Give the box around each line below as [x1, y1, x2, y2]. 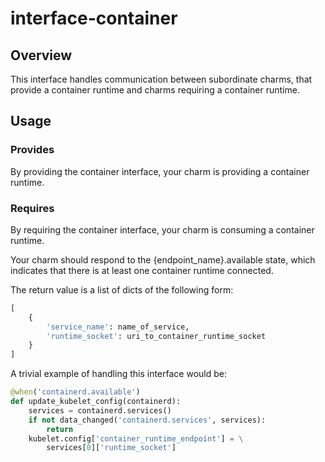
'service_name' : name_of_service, [46, 322, 190, 332]
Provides [10, 143, 55, 157]
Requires [10, 201, 55, 215]
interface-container [10, 7, 178, 30]
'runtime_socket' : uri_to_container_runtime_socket [46, 331, 267, 341]
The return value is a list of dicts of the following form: [10, 283, 234, 296]
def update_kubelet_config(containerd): [10, 397, 182, 407]
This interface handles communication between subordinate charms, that [10, 73, 313, 85]
